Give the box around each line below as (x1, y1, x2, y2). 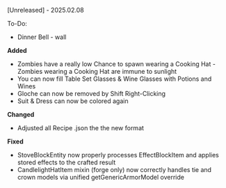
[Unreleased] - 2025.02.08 (7, 6, 85, 14)
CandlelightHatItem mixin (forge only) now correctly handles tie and (17, 166, 212, 173)
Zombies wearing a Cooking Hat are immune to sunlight (17, 68, 177, 75)
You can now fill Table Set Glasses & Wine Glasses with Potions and (17, 75, 212, 83)
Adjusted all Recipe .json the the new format (17, 124, 145, 132)
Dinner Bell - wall (17, 33, 67, 41)
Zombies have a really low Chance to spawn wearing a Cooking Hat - (17, 60, 216, 68)
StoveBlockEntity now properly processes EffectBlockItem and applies (17, 151, 219, 159)
